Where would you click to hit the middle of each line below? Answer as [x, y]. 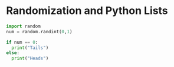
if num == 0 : [22, 42]
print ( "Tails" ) [30, 48]
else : [13, 53]
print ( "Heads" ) [30, 59]
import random [24, 26]
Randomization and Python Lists [87, 11]
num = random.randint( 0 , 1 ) [39, 31]
